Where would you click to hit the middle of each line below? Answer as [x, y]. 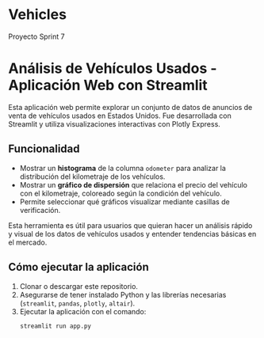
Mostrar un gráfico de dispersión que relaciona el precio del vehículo [134, 184]
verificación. [40, 210]
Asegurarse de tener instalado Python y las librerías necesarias [123, 294]
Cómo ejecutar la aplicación [78, 267]
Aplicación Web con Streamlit [108, 85]
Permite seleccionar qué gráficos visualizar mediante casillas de [124, 201]
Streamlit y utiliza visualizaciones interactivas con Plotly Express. [114, 123]
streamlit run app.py [55, 326]
